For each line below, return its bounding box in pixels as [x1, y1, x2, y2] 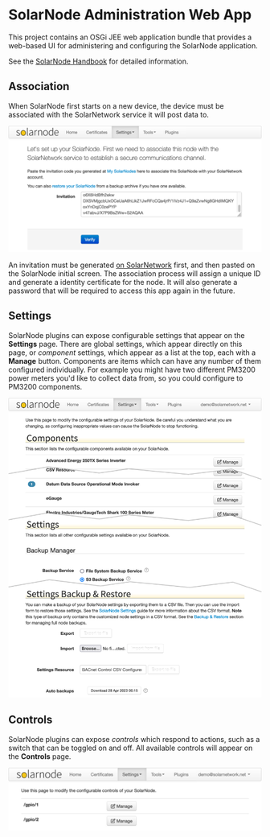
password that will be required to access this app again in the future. [8, 286, 235, 295]
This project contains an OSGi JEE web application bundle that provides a [8, 32, 252, 42]
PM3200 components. [8, 381, 83, 391]
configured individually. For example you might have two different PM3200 [8, 365, 256, 374]
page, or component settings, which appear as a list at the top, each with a [8, 348, 256, 357]
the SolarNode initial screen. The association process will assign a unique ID [8, 268, 261, 278]
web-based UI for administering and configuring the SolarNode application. [8, 40, 259, 50]
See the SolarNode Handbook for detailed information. [8, 56, 189, 66]
